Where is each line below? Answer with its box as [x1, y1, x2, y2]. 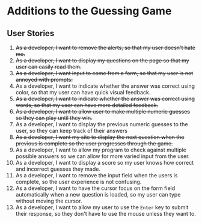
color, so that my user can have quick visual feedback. [15, 89, 151, 96]
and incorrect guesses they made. [15, 165, 101, 173]
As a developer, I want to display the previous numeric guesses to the [15, 121, 188, 127]
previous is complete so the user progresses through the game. [15, 140, 173, 147]
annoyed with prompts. [15, 76, 73, 83]
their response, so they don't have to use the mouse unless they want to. [15, 210, 196, 217]
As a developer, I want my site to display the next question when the [15, 133, 185, 141]
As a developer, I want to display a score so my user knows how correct [15, 159, 194, 166]
